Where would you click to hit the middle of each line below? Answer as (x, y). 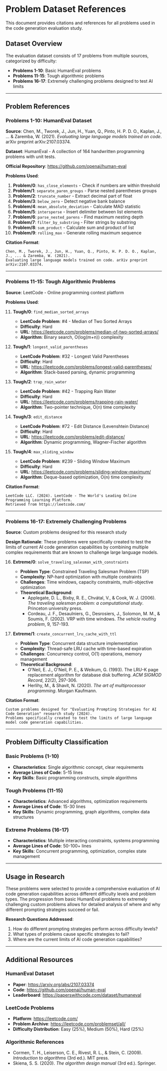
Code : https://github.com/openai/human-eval (59, 990)
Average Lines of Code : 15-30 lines (49, 806)
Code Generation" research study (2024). (49, 714)
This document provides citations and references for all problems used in (80, 23)
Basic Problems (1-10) (32, 756)
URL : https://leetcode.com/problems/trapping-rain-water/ (79, 402)
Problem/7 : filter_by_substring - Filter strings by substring (74, 222)
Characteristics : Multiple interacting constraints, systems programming (86, 841)
